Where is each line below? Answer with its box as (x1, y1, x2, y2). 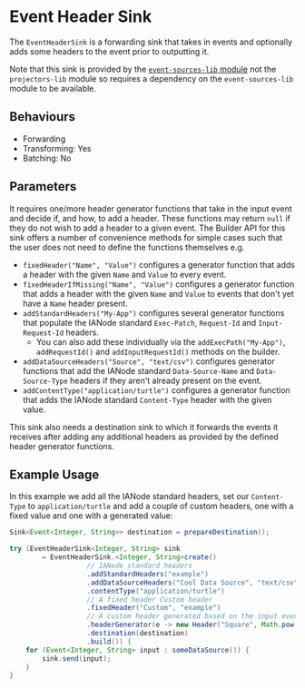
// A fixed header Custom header (86, 595, 213, 604)
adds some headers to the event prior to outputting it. (9, 45, 210, 56)
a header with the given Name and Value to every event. (22, 269, 227, 280)
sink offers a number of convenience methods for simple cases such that (9, 231, 283, 242)
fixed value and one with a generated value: (9, 510, 173, 521)
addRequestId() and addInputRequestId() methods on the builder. (35, 346, 280, 357)
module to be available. (9, 83, 97, 93)
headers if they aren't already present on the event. (69, 375, 262, 386)
